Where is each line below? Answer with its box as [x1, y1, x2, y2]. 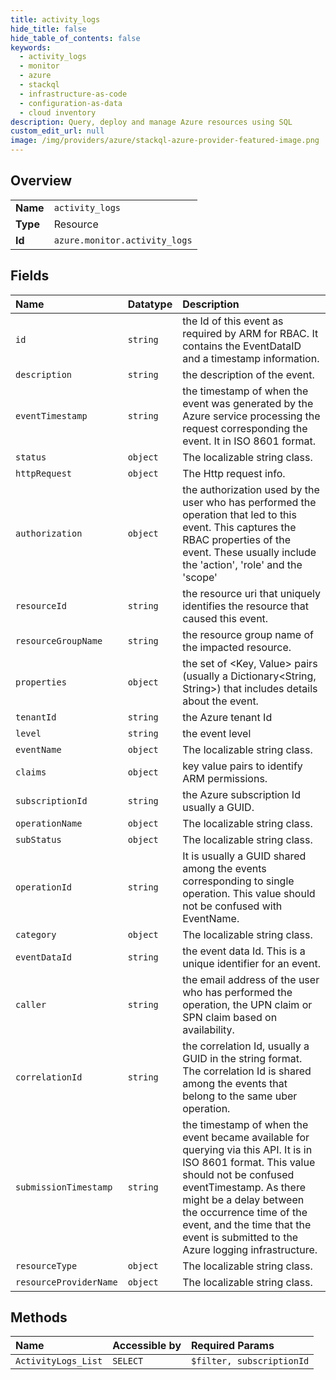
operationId [15, 881, 73, 893]
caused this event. [182, 611, 269, 625]
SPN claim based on [182, 1010, 278, 1024]
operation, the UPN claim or [182, 997, 313, 1011]
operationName [15, 817, 83, 829]
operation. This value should [182, 886, 316, 900]
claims [15, 766, 47, 778]
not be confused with [182, 899, 283, 913]
